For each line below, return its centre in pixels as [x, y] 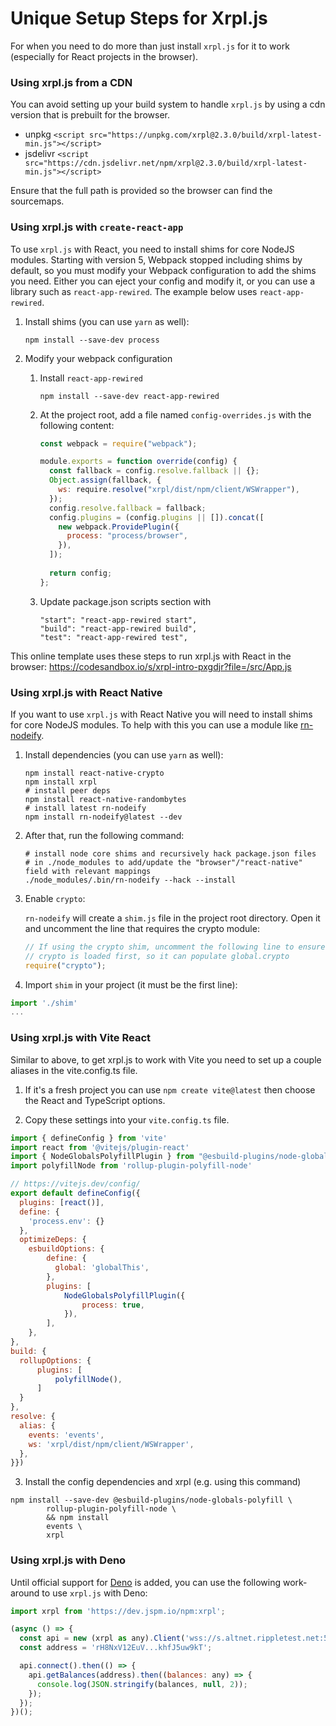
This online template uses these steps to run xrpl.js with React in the [151, 656]
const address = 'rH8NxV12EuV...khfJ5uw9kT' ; [116, 1648]
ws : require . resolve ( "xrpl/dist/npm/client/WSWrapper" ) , [179, 490]
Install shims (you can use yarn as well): [107, 321]
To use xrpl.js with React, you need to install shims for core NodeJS [152, 249]
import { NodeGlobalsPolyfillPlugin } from [102, 1157]
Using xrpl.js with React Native [86, 692]
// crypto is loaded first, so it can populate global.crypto [157, 956]
